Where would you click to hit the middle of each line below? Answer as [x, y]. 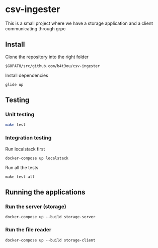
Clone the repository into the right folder [47, 57]
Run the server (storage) [36, 207]
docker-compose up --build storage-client [50, 240]
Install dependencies [27, 75]
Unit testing [20, 115]
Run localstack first [25, 149]
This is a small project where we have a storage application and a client [79, 23]
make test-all [20, 177]
